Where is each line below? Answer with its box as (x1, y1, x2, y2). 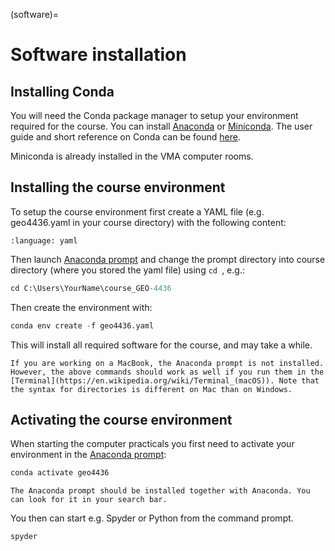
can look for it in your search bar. (10, 495, 168, 505)
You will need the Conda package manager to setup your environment (10, 110, 299, 121)
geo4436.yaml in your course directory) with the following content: (10, 216, 287, 228)
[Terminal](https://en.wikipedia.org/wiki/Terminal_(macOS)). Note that (10, 375, 320, 386)
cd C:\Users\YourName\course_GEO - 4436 (10, 283, 172, 293)
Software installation (10, 44, 187, 66)
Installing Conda (10, 83, 115, 100)
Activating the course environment (10, 411, 233, 428)
